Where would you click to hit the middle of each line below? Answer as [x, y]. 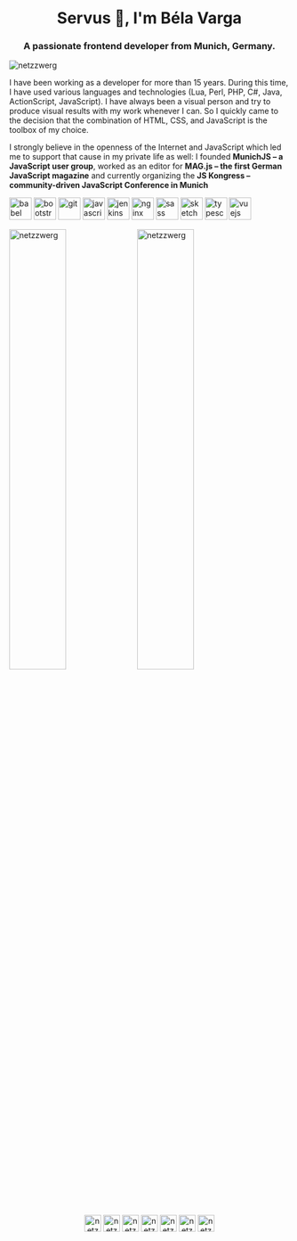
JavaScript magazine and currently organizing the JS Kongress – [130, 176]
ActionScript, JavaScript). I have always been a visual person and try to [140, 102]
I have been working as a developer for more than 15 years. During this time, [149, 83]
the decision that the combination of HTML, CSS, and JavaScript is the [139, 120]
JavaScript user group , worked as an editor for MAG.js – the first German [146, 166]
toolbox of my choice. [49, 130]
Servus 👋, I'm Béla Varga [149, 18]
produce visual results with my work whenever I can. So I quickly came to [144, 111]
